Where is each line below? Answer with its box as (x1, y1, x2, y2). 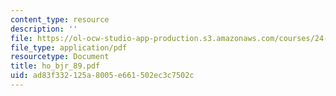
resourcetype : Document (10, 52, 110, 62)
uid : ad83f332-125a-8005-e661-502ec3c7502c (10, 71, 195, 81)
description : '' (10, 24, 78, 34)
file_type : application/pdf (10, 42, 128, 53)
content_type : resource (10, 14, 110, 25)
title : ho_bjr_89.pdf (10, 61, 101, 71)
